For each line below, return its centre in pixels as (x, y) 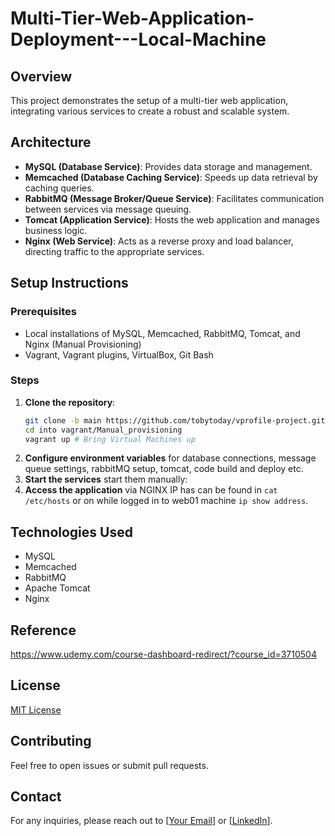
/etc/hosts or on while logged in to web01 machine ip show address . (166, 501)
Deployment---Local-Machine (138, 39)
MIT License (36, 709)
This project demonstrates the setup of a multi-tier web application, (149, 100)
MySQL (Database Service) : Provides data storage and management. (168, 166)
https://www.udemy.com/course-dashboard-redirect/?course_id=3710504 (163, 654)
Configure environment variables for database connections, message (170, 458)
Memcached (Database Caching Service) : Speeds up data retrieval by (171, 177)
